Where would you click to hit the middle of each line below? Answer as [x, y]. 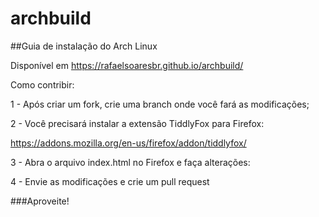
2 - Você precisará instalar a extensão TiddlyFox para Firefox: [137, 123]
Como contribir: [42, 84]
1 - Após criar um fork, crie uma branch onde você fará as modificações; [160, 104]
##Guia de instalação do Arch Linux [84, 46]
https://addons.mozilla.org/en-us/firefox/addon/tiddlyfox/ [128, 143]
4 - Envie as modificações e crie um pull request [110, 181]
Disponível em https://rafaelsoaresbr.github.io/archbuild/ [127, 65]
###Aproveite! [40, 201]
